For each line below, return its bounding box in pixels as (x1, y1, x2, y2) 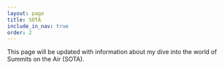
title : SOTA (7, 16, 41, 23)
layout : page (7, 10, 45, 17)
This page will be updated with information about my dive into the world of (7, 48, 217, 56)
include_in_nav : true (7, 23, 69, 29)
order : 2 (7, 29, 32, 36)
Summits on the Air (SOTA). (7, 55, 84, 64)
